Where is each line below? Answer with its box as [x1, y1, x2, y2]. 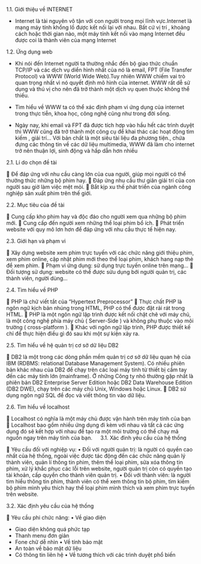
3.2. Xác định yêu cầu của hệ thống [6, 503, 94, 509]
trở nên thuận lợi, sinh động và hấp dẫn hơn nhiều [14, 147, 138, 154]
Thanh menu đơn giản [14, 532, 70, 539]
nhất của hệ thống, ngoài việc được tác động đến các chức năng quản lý [6, 452, 186, 459]
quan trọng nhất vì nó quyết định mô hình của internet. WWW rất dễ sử [14, 79, 191, 86]
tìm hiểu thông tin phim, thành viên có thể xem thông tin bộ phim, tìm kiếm [6, 478, 190, 485]
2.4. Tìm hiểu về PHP [6, 287, 58, 293]
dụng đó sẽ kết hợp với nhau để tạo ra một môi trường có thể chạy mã [6, 428, 179, 435]
